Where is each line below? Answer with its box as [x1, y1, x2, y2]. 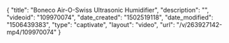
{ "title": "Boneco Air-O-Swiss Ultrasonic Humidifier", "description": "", [6, 6, 209, 14]
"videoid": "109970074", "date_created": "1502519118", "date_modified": [6, 13, 214, 21]
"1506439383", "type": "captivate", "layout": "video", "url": [6, 21, 175, 28]
